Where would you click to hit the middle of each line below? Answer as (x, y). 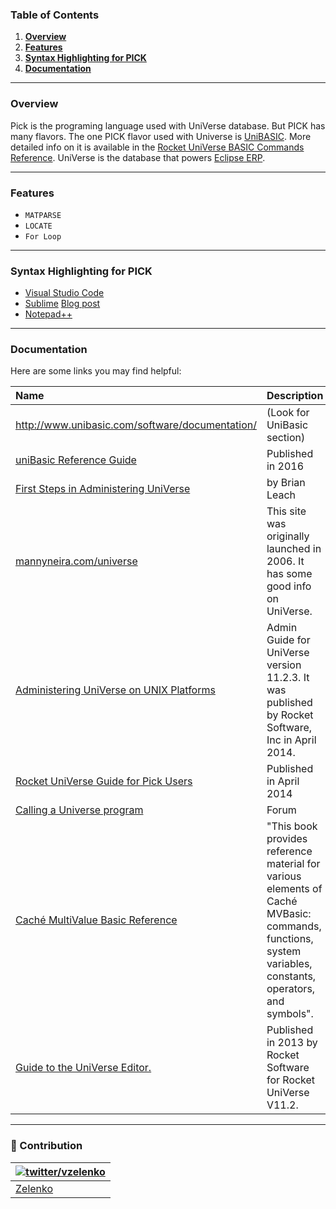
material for (293, 864)
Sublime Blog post (62, 304)
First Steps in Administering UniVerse (103, 489)
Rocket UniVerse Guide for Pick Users (104, 781)
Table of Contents (55, 15)
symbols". (290, 1014)
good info (289, 586)
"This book (292, 826)
